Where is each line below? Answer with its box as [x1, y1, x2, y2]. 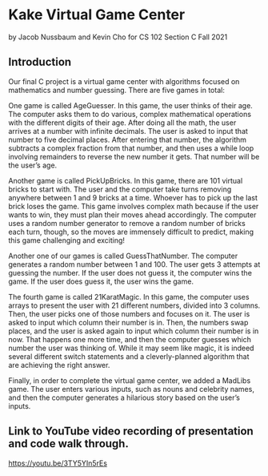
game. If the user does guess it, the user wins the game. [8, 276, 194, 286]
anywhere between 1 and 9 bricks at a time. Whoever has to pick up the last [8, 192, 258, 202]
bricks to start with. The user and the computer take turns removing [8, 184, 232, 194]
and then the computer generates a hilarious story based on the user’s [8, 393, 240, 402]
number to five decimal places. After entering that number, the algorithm [8, 135, 246, 144]
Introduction [8, 55, 72, 69]
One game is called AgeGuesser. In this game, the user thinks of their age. [8, 100, 254, 110]
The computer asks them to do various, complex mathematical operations [8, 109, 252, 119]
